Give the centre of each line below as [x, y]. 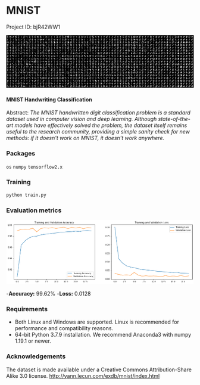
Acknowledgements [36, 356]
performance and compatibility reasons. [64, 328]
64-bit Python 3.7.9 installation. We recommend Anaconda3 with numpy [103, 335]
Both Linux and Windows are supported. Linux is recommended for [97, 322]
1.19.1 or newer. [33, 341]
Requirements [27, 309]
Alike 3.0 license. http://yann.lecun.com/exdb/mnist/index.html [83, 375]
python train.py [26, 195]
